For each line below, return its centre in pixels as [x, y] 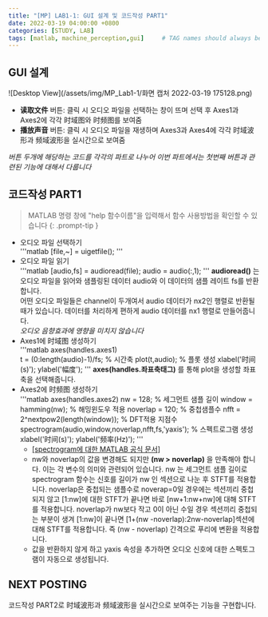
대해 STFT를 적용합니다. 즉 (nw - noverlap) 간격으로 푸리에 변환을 [135, 529]
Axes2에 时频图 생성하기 [59, 389]
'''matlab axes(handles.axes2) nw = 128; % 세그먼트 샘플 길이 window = [136, 399]
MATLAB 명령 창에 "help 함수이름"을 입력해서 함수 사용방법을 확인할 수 [138, 215]
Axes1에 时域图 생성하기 [58, 340]
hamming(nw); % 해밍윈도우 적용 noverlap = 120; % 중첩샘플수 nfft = [130, 409]
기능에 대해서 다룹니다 [57, 167]
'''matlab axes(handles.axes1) [69, 349]
